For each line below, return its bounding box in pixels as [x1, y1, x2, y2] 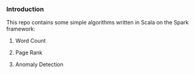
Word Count [15, 37, 46, 45]
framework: [6, 25, 35, 32]
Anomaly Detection [15, 61, 64, 68]
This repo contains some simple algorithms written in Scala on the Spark [6, 19, 189, 26]
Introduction [6, 5, 44, 13]
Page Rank [15, 49, 43, 56]
